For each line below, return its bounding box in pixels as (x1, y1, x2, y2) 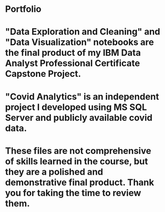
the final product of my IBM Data (5, 47, 141, 58)
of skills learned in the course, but (5, 156, 148, 167)
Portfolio (5, 3, 42, 15)
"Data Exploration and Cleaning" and (5, 26, 161, 38)
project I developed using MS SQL (5, 102, 147, 112)
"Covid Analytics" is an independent (5, 91, 160, 102)
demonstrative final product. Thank (5, 177, 155, 188)
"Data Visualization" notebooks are (5, 37, 154, 48)
